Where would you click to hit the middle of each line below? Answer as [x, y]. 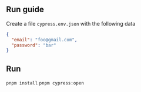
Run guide [25, 10]
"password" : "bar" [34, 45]
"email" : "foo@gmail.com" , [44, 40]
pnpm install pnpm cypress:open [45, 83]
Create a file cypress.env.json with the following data [71, 23]
